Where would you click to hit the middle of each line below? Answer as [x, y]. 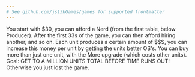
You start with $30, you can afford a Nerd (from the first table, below [91, 29]
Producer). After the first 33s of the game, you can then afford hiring [91, 35]
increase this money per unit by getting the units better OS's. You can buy [97, 48]
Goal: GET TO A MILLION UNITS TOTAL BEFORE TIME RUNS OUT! [88, 61]
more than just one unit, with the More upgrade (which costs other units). [97, 54]
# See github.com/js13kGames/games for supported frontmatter [85, 12]
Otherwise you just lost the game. [48, 67]
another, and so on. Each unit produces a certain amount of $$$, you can [97, 42]
